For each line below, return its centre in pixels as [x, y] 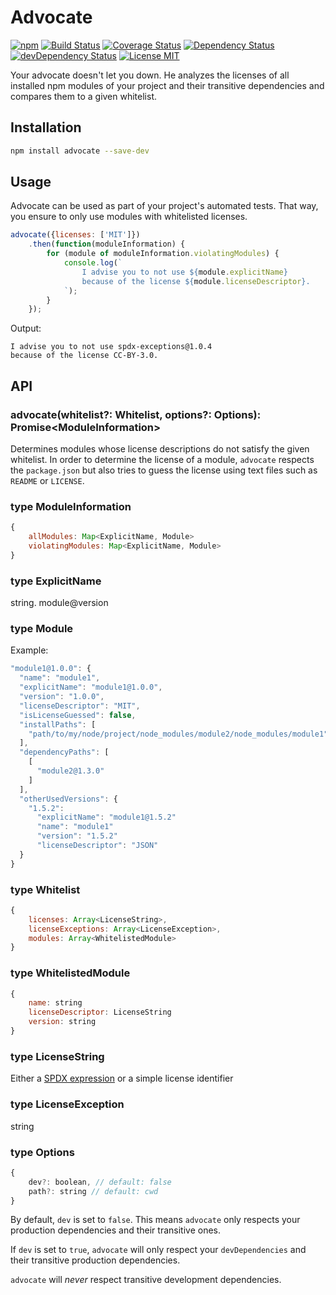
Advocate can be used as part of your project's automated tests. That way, [164, 206]
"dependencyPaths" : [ [64, 752]
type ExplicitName [56, 581]
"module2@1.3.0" [70, 771]
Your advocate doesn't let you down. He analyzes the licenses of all [150, 75]
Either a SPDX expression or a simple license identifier [122, 1078]
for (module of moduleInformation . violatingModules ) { [163, 254]
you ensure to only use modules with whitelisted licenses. [129, 217]
